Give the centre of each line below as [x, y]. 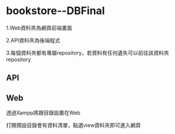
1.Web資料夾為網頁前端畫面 [39, 28]
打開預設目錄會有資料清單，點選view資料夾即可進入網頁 [73, 125]
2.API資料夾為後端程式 [33, 40]
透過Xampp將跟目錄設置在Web [43, 113]
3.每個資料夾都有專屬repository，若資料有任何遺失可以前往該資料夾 [87, 53]
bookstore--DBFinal [55, 11]
